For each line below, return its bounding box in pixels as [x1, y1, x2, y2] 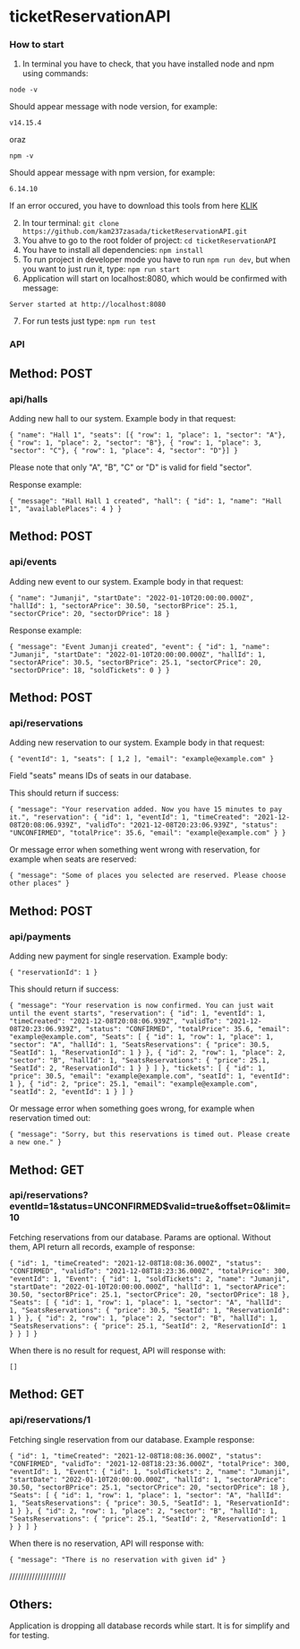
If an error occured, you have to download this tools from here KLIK [9, 200, 258, 212]
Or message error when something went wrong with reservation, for [9, 845, 261, 855]
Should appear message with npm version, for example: [9, 168, 216, 178]
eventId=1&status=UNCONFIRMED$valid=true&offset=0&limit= [9, 1200, 291, 1212]
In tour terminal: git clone [21, 218, 119, 229]
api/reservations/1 [9, 1414, 91, 1427]
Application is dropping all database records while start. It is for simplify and [9, 1620, 290, 1631]
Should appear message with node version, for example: [9, 101, 218, 112]
